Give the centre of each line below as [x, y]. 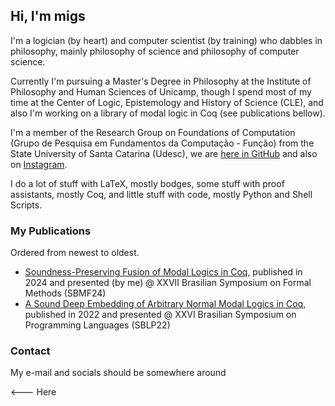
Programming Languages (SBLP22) [97, 325]
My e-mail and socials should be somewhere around [118, 373]
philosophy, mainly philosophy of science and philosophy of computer [155, 51]
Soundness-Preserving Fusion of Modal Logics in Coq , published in [163, 272]
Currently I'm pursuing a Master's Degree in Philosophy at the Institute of [161, 81]
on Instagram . [39, 164]
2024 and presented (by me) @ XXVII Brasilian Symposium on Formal [168, 283]
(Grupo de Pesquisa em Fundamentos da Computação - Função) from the [162, 143]
